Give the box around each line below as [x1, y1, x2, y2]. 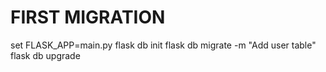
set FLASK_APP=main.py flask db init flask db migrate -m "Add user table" [10, 39, 317, 51]
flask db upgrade [10, 49, 81, 61]
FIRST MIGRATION [10, 6, 166, 29]
